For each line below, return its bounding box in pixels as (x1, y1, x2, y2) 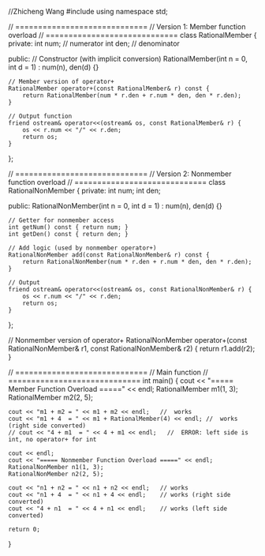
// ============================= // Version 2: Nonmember (8, 169, 232, 178)
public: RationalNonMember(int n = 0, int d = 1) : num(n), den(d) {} (8, 201, 222, 210)
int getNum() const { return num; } (8, 224, 129, 231)
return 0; (8, 525, 41, 533)
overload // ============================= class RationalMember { (8, 31, 257, 39)
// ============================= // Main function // (8, 367, 209, 377)
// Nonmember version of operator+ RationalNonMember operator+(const (8, 336, 248, 344)
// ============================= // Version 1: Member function (8, 22, 246, 31)
